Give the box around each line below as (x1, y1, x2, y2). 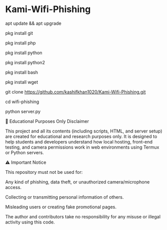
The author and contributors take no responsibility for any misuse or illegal (5, 213, 161, 219)
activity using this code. (5, 219, 55, 225)
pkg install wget (5, 79, 38, 85)
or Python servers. (5, 149, 44, 155)
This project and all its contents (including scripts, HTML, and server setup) (5, 128, 163, 134)
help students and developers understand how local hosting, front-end (5, 139, 153, 145)
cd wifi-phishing (5, 99, 39, 105)
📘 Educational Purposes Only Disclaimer (5, 118, 90, 124)
